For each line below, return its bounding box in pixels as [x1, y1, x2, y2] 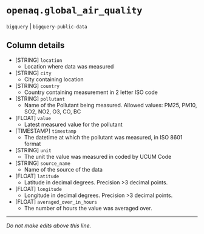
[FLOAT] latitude [15, 172, 59, 179]
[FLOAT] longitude [15, 185, 62, 192]
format [24, 140, 41, 147]
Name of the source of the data [24, 165, 103, 173]
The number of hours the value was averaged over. [24, 204, 152, 212]
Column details [6, 40, 65, 50]
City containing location [24, 75, 84, 83]
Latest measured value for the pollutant [24, 121, 123, 128]
